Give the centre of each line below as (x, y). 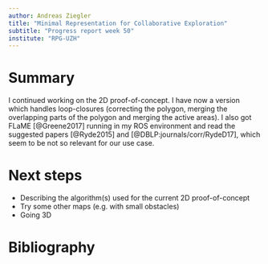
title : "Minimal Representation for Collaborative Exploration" (118, 23)
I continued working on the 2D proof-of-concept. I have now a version (124, 101)
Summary (41, 78)
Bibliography (52, 248)
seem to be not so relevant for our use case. (81, 143)
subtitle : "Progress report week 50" (71, 31)
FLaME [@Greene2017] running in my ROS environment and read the (122, 126)
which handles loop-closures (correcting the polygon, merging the (118, 109)
